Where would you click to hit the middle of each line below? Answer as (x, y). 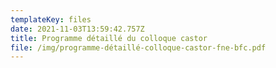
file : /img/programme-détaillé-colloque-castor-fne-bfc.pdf (138, 47)
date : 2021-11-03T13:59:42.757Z (77, 29)
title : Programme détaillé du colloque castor (109, 38)
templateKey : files (51, 19)
